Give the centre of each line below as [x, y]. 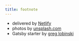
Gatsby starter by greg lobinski [43, 33]
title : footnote [21, 9]
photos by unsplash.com [37, 28]
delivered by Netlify [32, 23]
